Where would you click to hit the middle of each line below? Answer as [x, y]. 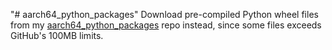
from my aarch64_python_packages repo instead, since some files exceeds [166, 25]
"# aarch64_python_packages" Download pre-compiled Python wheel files [164, 14]
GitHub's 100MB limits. [57, 35]
